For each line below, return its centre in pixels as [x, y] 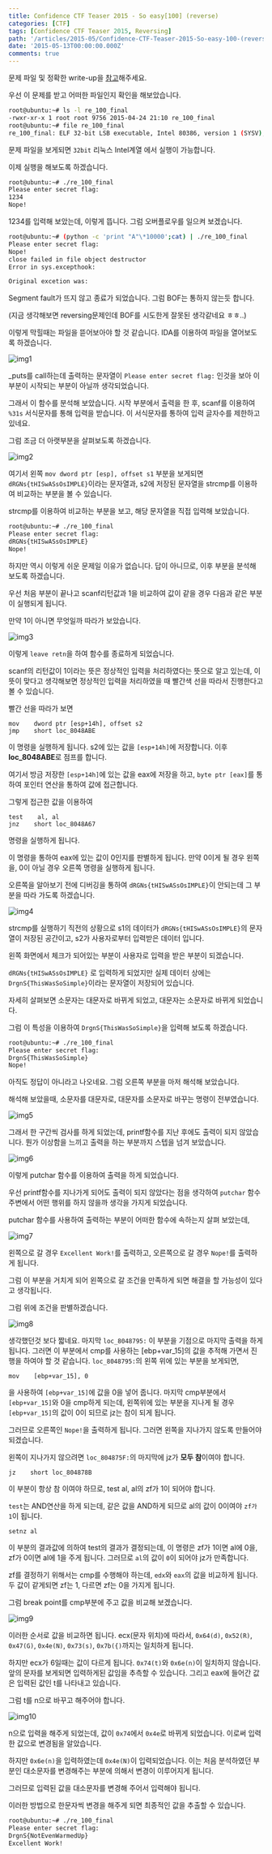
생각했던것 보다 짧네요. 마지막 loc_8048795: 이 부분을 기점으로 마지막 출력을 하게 [136, 1341]
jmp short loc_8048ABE [52, 731]
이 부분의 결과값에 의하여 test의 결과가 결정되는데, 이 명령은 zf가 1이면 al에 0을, [133, 1548]
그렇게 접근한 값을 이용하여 [51, 801]
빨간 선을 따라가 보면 [41, 708]
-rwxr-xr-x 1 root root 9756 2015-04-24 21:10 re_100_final [112, 118]
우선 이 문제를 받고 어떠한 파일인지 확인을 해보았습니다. [95, 95]
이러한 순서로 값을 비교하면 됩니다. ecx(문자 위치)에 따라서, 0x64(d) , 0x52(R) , [130, 1636]
